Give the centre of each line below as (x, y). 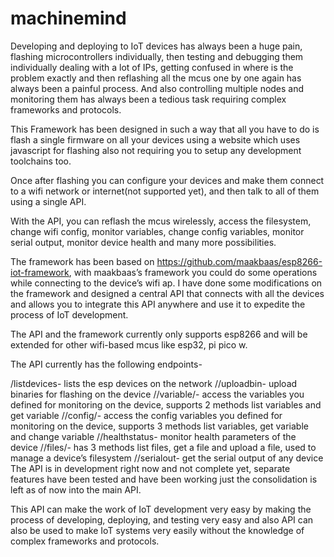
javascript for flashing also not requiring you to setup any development (156, 150)
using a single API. (48, 201)
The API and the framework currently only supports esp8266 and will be (159, 334)
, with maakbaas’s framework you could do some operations (193, 272)
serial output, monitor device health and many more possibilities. (143, 242)
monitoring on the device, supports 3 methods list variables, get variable (159, 426)
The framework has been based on (82, 261)
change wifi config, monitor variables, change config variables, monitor (157, 231)
